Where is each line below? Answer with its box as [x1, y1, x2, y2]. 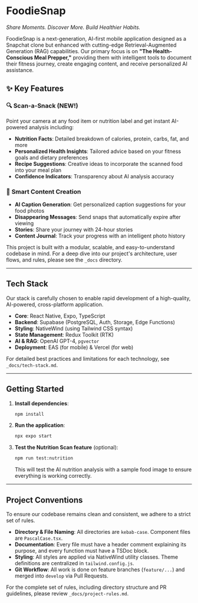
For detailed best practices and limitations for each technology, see [6, 355, 170, 362]
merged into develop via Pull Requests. [14, 572, 109, 579]
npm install [14, 411, 44, 417]
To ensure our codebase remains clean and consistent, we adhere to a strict [6, 510, 191, 517]
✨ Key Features [6, 84, 64, 94]
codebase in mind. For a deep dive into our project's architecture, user [6, 250, 177, 257]
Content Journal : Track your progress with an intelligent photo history [14, 232, 186, 239]
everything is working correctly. [14, 472, 93, 480]
